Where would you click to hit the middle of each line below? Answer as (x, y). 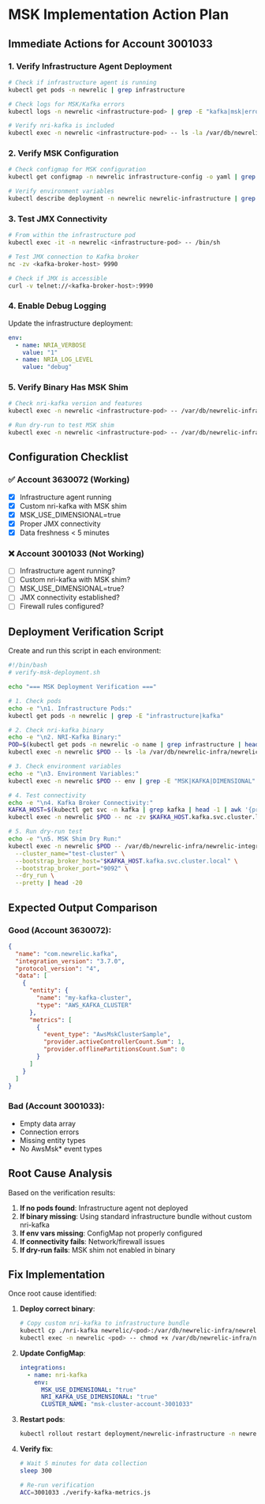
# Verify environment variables (61, 191)
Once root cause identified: (52, 1294)
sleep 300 (36, 1471)
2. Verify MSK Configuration (63, 153)
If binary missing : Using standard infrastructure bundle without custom (136, 1216)
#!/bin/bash (28, 665)
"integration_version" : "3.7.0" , (70, 961)
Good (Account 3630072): (60, 930)
